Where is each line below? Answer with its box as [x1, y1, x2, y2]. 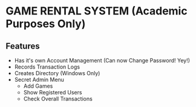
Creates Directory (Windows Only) [14, 70, 100, 76]
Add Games [23, 82, 53, 90]
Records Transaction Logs [14, 63, 80, 70]
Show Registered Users [23, 89, 82, 96]
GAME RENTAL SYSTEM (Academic [5, 4, 188, 18]
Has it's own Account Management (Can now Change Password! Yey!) [14, 57, 191, 64]
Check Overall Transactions [23, 95, 93, 102]
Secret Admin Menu [14, 76, 65, 83]
